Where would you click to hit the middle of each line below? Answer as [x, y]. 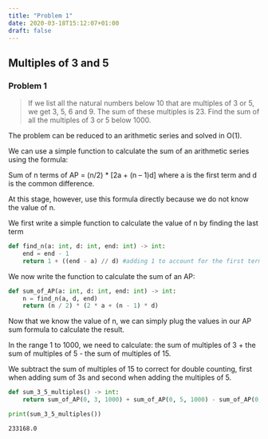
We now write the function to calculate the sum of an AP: [102, 276]
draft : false [30, 30]
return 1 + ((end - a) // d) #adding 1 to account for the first [134, 261]
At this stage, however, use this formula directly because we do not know [128, 199]
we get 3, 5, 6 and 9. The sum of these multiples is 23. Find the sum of [144, 112]
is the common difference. [51, 184]
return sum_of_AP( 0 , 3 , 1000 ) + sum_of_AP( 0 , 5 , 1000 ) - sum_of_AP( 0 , [142, 400]
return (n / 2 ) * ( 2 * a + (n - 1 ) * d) [91, 306]
